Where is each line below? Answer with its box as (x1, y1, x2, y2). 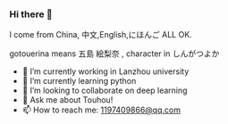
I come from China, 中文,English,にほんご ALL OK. (9, 29, 192, 40)
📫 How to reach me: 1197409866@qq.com (21, 104, 182, 115)
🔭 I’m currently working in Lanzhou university (21, 66, 190, 77)
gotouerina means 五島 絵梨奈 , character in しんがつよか (9, 48, 220, 59)
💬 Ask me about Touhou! (21, 95, 114, 105)
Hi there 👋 (9, 8, 54, 21)
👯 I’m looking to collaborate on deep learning (21, 85, 188, 96)
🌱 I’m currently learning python (21, 76, 137, 87)
